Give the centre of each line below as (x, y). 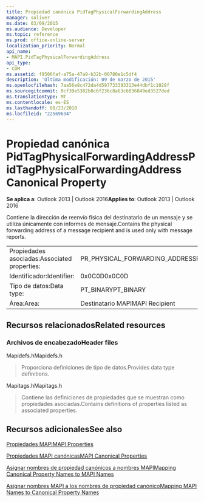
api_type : (19, 63)
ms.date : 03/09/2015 (32, 23)
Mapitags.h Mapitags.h (34, 386)
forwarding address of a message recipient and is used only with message (100, 230)
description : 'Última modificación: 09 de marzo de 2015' (81, 80)
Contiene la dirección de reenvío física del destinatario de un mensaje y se (100, 218)
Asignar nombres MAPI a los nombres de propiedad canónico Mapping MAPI (102, 486)
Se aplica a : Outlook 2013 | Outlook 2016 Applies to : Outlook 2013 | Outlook (100, 199)
